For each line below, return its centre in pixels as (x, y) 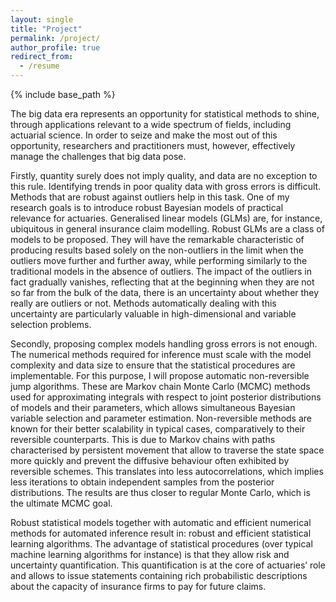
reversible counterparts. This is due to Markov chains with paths (143, 439)
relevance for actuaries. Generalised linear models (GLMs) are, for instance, (166, 218)
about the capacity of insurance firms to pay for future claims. (138, 586)
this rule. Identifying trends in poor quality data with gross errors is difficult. (166, 186)
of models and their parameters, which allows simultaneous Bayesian (153, 407)
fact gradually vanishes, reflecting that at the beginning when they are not (162, 282)
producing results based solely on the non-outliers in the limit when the (157, 250)
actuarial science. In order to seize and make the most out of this (144, 135)
